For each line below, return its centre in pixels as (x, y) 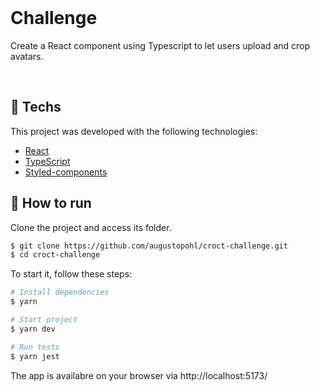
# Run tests (35, 347)
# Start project (44, 320)
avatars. (27, 56)
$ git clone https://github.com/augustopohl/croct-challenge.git (149, 246)
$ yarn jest (35, 356)
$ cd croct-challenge (55, 255)
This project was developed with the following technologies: (134, 131)
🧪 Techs (36, 107)
